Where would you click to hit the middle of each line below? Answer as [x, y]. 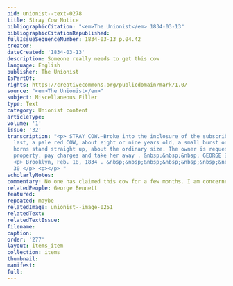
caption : [20, 233]
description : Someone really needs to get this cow [83, 59]
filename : [21, 226]
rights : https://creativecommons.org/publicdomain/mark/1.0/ [97, 85]
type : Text [23, 104]
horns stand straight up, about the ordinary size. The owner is [110, 149]
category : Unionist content [48, 110]
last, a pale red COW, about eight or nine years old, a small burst [116, 143]
